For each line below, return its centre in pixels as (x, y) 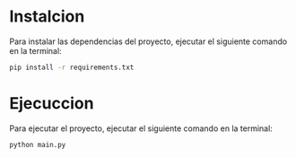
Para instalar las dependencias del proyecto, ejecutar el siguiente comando (148, 41)
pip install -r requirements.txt (72, 67)
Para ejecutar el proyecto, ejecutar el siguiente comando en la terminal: (141, 128)
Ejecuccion (52, 103)
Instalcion (47, 17)
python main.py (38, 145)
